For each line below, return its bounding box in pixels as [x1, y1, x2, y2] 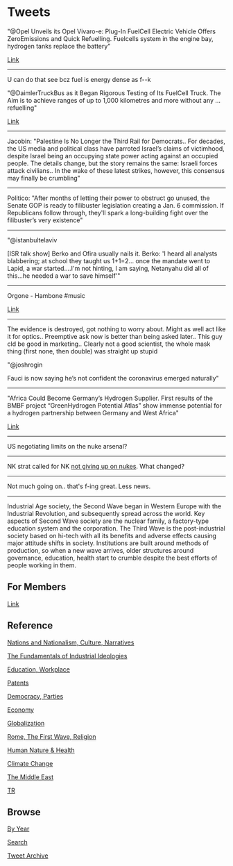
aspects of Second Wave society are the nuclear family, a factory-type [7, 517, 209, 525]
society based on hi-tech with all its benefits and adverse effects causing [7, 531, 217, 540]
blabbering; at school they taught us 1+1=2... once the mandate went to [7, 256, 211, 265]
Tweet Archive [7, 851, 49, 860]
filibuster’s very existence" [7, 216, 83, 224]
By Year [7, 824, 30, 833]
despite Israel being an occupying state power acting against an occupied [7, 151, 218, 160]
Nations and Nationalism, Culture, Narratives [7, 638, 135, 647]
